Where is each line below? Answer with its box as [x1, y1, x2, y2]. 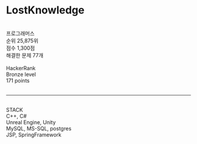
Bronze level [6, 71, 36, 78]
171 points [6, 77, 30, 84]
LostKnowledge [6, 4, 85, 17]
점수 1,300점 [6, 44, 35, 52]
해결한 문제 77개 [6, 52, 44, 59]
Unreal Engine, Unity [6, 118, 56, 126]
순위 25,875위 [6, 37, 39, 44]
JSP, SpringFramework [6, 131, 62, 138]
